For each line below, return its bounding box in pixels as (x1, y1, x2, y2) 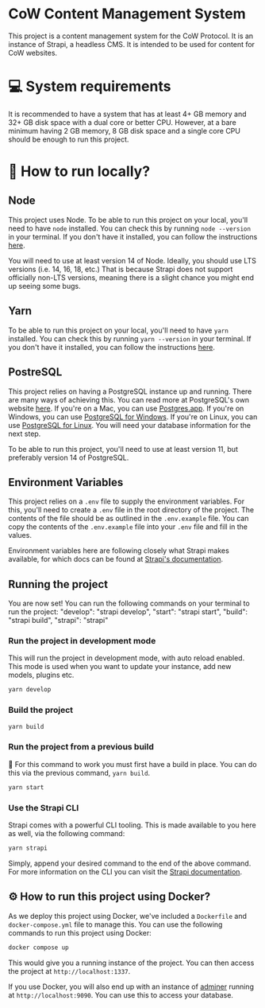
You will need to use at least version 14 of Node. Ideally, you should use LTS (8, 255, 256, 265)
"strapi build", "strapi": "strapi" (8, 616, 109, 625)
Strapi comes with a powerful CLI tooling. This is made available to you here (8, 820, 256, 830)
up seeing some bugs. (8, 281, 81, 290)
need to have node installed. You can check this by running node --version (8, 224, 252, 233)
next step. (8, 429, 41, 438)
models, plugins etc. (8, 670, 75, 680)
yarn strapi (8, 844, 48, 852)
